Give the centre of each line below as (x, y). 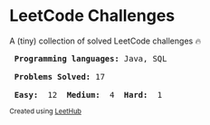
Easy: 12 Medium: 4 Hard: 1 (88, 95)
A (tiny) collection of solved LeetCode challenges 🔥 (105, 41)
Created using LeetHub (45, 111)
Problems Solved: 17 (60, 77)
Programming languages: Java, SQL (91, 58)
